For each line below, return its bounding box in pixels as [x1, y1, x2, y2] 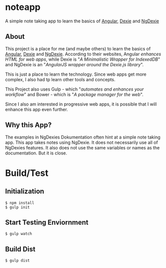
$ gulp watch [5, 231, 32, 237]
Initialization [5, 187, 45, 196]
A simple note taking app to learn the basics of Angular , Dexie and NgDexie [5, 18, 159, 24]
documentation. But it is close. [5, 150, 68, 156]
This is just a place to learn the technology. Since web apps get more [5, 71, 147, 77]
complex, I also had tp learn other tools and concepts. [5, 76, 116, 82]
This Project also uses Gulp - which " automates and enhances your [5, 86, 144, 92]
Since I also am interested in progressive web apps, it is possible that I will [5, 101, 157, 107]
